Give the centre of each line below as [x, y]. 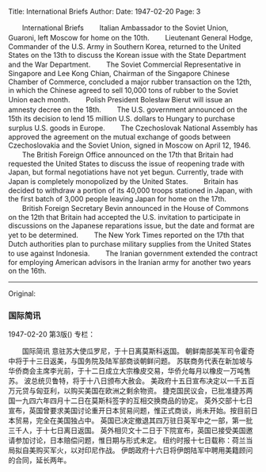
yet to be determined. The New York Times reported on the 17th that [126, 235]
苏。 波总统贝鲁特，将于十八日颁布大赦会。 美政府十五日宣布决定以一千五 [128, 381]
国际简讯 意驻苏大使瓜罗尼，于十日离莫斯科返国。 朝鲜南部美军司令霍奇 [138, 351]
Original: [22, 294]
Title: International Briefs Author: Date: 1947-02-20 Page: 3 [104, 12]
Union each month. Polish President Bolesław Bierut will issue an [121, 100]
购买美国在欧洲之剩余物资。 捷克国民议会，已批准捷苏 [158, 391]
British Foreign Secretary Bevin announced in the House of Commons [135, 208]
